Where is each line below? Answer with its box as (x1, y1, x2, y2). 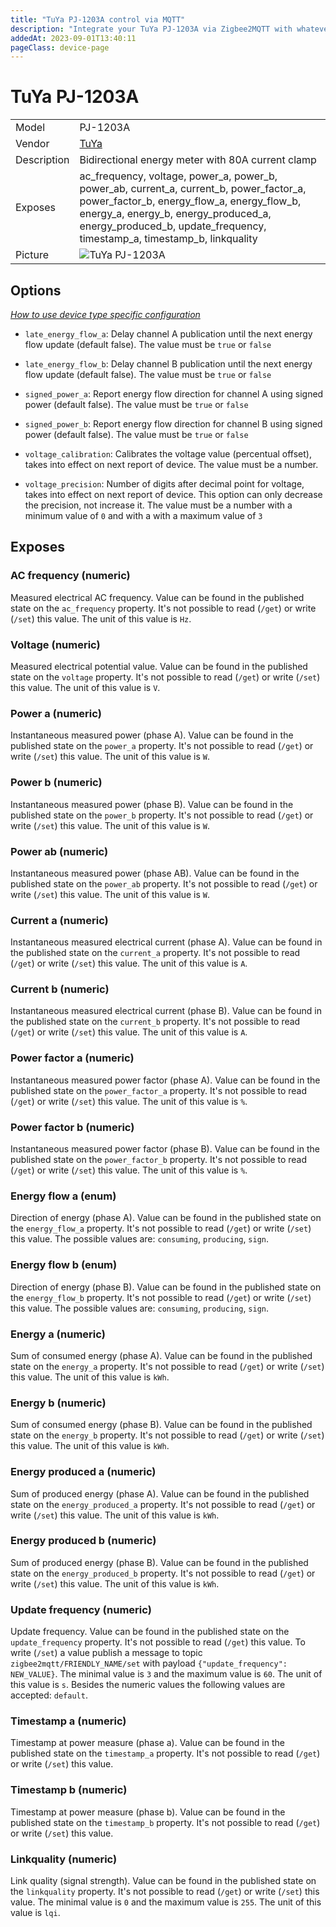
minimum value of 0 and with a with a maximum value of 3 (24, 510, 263, 521)
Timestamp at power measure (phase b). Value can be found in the (10, 1806, 286, 1818)
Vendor (15, 137, 50, 151)
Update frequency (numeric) (10, 1602, 152, 1616)
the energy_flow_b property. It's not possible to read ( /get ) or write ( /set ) (10, 1291, 312, 1303)
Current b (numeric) (10, 982, 110, 996)
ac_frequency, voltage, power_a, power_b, (79, 169, 278, 183)
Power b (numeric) (10, 776, 103, 790)
